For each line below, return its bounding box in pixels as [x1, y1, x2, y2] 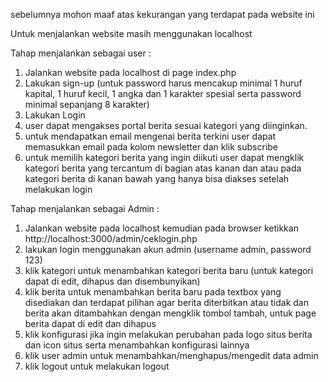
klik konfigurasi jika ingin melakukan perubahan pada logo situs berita [24, 329, 313, 340]
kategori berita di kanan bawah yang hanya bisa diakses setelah [24, 173, 290, 184]
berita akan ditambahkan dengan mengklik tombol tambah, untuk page [24, 307, 317, 319]
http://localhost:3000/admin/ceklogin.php [24, 233, 198, 244]
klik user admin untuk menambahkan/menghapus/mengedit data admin [24, 350, 319, 361]
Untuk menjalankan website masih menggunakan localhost [10, 28, 253, 39]
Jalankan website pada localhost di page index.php [24, 67, 237, 78]
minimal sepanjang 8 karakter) [24, 99, 150, 110]
